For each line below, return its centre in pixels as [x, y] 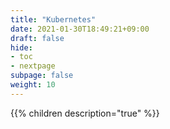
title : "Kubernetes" [53, 19]
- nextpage [33, 66]
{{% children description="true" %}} [85, 113]
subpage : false [42, 76]
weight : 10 [33, 85]
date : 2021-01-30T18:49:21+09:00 [80, 29]
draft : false [37, 38]
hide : [21, 47]
